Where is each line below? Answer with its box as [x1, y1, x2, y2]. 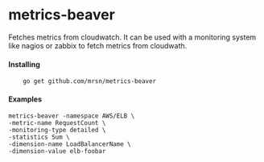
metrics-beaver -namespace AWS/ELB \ [8, 112, 135, 120]
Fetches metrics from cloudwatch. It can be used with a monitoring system [8, 32, 257, 42]
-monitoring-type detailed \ [8, 127, 106, 135]
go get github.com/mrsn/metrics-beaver [23, 77, 157, 85]
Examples [8, 94, 43, 104]
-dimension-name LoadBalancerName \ [8, 140, 131, 148]
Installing [8, 59, 40, 69]
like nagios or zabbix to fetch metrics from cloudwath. [8, 40, 188, 50]
